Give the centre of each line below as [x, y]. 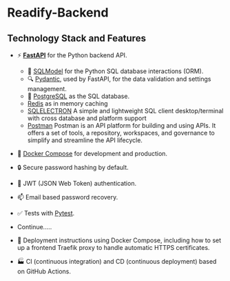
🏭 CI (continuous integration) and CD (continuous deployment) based [117, 261]
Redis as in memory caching [67, 104]
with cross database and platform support [87, 118]
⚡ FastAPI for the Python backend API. [72, 55]
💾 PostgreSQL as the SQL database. [78, 96]
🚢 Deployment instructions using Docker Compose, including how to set [119, 240]
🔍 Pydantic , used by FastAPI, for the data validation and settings [119, 79]
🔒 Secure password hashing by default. [73, 167]
